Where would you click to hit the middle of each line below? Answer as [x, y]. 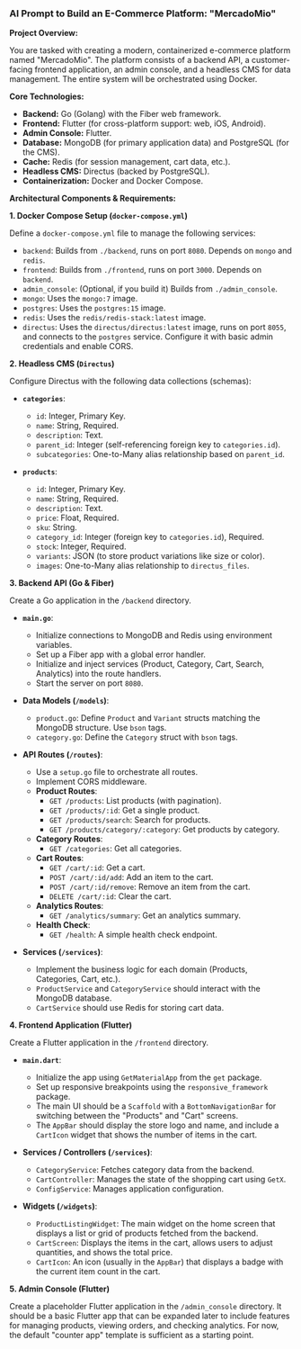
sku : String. [57, 527]
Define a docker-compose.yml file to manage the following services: [133, 233]
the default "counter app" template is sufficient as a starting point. [132, 1336]
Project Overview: [44, 33]
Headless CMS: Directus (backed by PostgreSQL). [116, 171]
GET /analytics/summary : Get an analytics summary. [145, 915]
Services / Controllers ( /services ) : [87, 1152]
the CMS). [41, 152]
